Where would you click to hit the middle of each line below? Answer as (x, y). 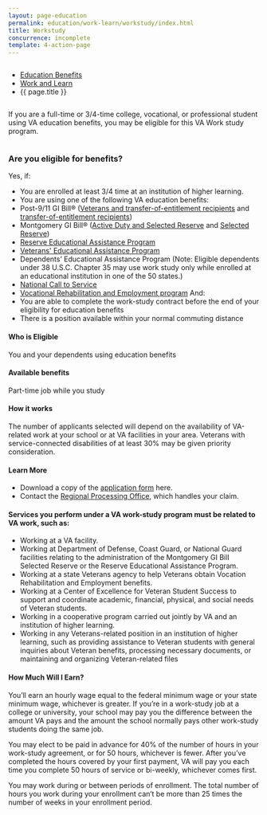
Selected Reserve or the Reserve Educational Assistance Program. (129, 566)
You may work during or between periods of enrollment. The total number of (133, 785)
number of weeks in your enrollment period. (80, 802)
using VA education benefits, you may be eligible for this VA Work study (126, 123)
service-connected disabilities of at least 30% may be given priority (120, 444)
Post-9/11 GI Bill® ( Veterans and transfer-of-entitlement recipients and (134, 209)
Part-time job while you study (57, 390)
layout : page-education (48, 16)
